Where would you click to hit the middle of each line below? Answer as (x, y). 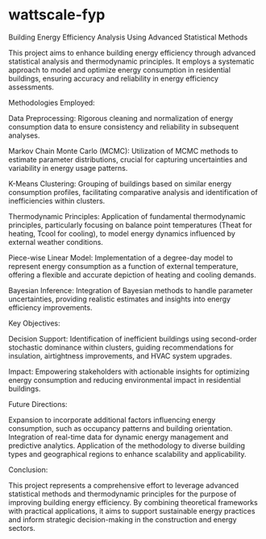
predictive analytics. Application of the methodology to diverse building (127, 446)
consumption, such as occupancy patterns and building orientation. (121, 428)
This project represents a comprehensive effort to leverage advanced (124, 485)
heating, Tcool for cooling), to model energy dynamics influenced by (122, 233)
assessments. (31, 87)
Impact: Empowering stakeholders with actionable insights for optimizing (129, 371)
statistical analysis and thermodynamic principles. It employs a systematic (131, 61)
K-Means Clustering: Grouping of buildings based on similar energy (120, 184)
